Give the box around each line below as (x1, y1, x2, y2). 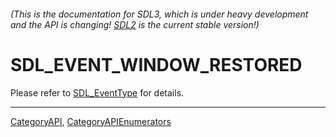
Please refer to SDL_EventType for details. (10, 86, 185, 99)
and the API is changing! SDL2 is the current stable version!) (10, 18, 260, 30)
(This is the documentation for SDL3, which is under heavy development (10, 8, 309, 20)
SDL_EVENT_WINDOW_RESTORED (10, 53, 303, 76)
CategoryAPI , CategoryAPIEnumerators (10, 115, 172, 127)
